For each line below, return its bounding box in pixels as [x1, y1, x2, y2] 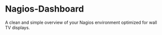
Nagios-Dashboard [5, 3, 84, 15]
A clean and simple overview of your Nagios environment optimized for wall [5, 19, 157, 25]
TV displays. [5, 24, 30, 30]
